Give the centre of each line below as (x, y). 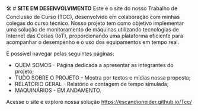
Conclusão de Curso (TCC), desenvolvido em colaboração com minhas (93, 17)
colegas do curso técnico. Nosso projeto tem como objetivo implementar (95, 23)
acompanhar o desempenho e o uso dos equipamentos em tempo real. (93, 42)
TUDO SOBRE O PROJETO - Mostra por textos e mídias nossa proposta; (103, 78)
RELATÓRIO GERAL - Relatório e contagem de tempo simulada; (92, 84)
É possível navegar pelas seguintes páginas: (60, 53)
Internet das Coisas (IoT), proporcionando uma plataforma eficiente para (95, 36)
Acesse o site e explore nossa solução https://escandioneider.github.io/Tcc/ (99, 102)
